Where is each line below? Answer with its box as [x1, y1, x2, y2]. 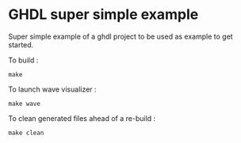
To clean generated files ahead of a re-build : [8, 113, 156, 123]
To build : [8, 55, 39, 65]
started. [8, 40, 34, 49]
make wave [8, 100, 41, 107]
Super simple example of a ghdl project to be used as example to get [8, 32, 233, 41]
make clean [8, 129, 44, 137]
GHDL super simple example [8, 6, 199, 24]
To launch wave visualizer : [8, 85, 97, 94]
